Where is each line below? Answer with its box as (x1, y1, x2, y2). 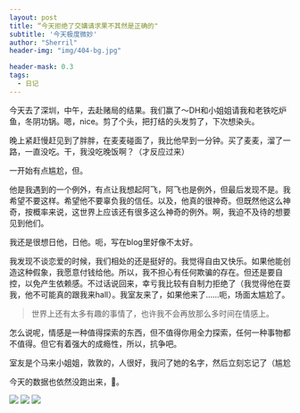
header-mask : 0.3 (9, 63, 74, 72)
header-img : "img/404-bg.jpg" (9, 46, 122, 55)
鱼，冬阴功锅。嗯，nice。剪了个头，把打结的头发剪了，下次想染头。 (9, 115, 260, 126)
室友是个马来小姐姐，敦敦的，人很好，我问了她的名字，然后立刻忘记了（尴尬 (9, 357, 291, 367)
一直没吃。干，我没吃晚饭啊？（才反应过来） (24, 146, 189, 156)
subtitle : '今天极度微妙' (9, 29, 98, 38)
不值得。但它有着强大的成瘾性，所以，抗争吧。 (9, 338, 181, 349)
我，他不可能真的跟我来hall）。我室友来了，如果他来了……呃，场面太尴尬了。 (9, 289, 290, 299)
